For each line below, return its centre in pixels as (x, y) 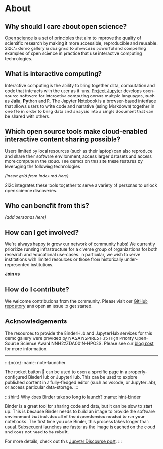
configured (16, 377)
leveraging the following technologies (42, 166)
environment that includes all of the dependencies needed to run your (75, 416)
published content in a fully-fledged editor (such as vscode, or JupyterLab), (81, 382)
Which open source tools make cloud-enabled (76, 132)
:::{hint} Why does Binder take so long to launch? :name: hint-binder (73, 397)
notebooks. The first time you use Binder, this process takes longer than (77, 421)
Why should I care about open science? (66, 26)
